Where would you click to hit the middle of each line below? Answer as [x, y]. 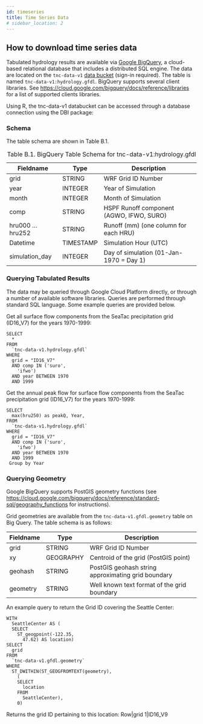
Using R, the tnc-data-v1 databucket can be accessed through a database [98, 106]
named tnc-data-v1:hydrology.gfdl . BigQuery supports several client [93, 82]
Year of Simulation [130, 188]
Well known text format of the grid [138, 585]
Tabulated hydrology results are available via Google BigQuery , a [87, 62]
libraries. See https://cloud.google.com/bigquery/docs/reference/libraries [98, 88]
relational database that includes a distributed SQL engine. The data [108, 69]
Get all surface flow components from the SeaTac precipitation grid [90, 316]
